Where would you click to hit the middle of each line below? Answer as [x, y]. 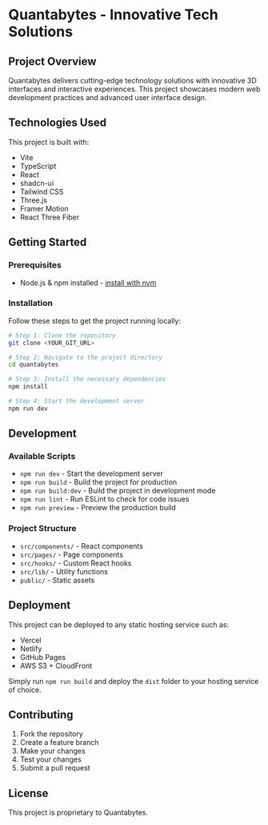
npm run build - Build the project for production [98, 482]
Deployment [40, 605]
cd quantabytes [34, 365]
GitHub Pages [43, 657]
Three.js [34, 200]
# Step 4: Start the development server [77, 401]
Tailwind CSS [42, 191]
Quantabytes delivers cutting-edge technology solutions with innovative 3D [133, 80]
